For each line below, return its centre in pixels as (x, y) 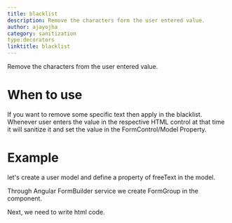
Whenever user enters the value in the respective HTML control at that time (116, 122)
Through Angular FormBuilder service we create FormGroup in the (103, 191)
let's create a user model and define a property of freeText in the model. (111, 177)
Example (33, 158)
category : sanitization (42, 33)
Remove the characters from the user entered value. (83, 66)
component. (25, 198)
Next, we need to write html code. (56, 212)
